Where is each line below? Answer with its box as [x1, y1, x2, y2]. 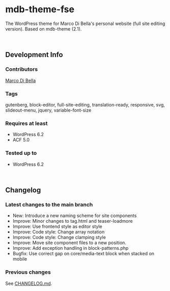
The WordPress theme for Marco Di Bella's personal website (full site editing [5, 20, 165, 27]
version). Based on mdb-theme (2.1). [5, 25, 82, 32]
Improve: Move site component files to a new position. [12, 240, 126, 246]
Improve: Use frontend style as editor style [12, 223, 103, 230]
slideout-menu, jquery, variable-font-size [5, 107, 92, 113]
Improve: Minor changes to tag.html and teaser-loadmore [12, 218, 133, 224]
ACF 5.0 [12, 137, 30, 143]
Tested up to [5, 149, 37, 156]
